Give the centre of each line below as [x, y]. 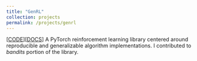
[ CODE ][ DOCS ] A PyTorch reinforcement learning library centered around [97, 40]
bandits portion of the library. [42, 52]
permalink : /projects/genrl [41, 23]
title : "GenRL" [25, 12]
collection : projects [33, 17]
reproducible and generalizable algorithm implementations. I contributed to [99, 46]
